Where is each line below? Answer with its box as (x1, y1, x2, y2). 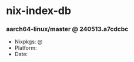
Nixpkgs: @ (14, 38, 43, 45)
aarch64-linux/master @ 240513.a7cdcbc (6, 25, 129, 33)
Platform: (14, 44, 37, 51)
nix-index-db (6, 4, 72, 18)
